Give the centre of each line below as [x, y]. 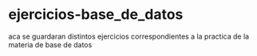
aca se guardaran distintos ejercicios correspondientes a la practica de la [129, 36]
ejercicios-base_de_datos [96, 15]
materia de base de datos [50, 44]
